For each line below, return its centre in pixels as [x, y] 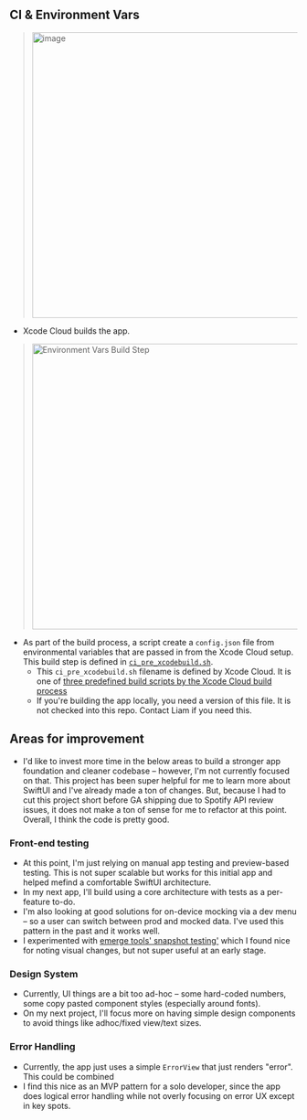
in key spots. [47, 1105]
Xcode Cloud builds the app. [76, 331]
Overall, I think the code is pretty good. [96, 819]
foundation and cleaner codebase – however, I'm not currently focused [156, 771]
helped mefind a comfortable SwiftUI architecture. [117, 882]
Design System [44, 974]
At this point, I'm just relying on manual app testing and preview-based [156, 862]
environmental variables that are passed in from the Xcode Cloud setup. [158, 652]
